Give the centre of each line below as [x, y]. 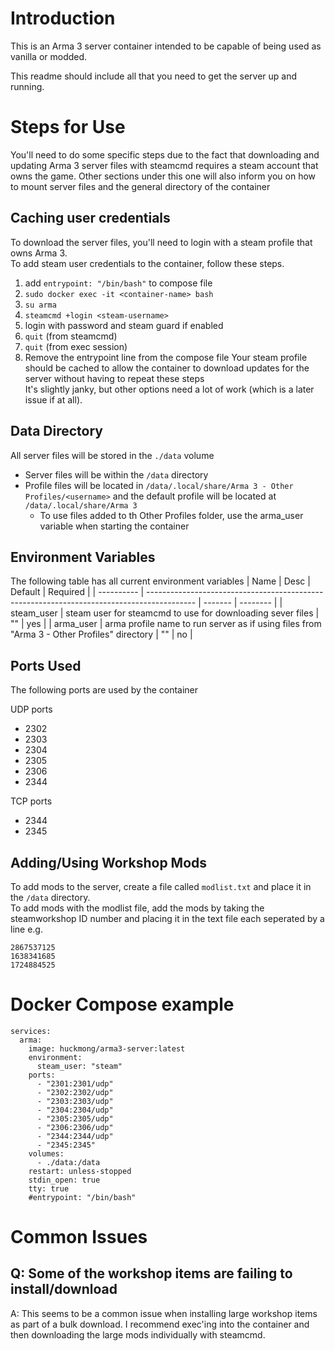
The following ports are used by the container [104, 690]
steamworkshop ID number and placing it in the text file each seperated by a [167, 918]
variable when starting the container [114, 526]
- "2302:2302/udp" [75, 1092]
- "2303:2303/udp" [75, 1101]
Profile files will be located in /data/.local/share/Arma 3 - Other [159, 485]
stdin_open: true [64, 1180]
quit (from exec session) [76, 346]
